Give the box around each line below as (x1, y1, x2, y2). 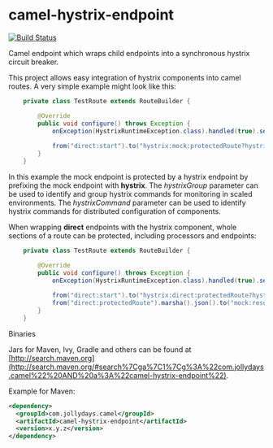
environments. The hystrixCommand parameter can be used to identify (8, 198, 246, 207)
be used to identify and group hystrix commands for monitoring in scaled (8, 189, 253, 198)
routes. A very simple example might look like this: (8, 81, 176, 91)
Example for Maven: (8, 386, 76, 396)
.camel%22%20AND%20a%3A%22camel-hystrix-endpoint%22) (8, 370, 227, 380)
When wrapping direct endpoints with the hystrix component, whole (8, 222, 237, 232)
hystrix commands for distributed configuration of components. (8, 206, 221, 216)
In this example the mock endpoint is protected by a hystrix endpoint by (8, 172, 249, 181)
